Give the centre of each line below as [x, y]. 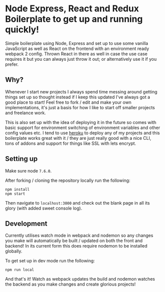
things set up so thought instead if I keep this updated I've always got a [78, 97]
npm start [15, 194]
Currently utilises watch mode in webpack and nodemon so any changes [79, 236]
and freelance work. [25, 113]
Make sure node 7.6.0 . [28, 170]
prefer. [12, 64]
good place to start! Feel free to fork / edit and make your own [68, 102]
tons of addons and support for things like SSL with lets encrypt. [71, 143]
